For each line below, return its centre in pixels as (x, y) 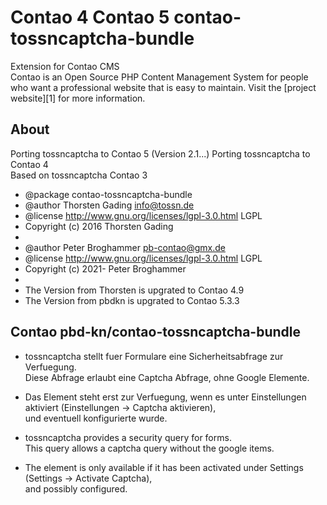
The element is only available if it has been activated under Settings (164, 467)
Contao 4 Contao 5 (90, 17)
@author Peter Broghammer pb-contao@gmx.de (125, 247)
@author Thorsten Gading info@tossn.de (109, 205)
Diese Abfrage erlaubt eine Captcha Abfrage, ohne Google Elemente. (167, 377)
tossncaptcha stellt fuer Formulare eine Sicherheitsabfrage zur (154, 356)
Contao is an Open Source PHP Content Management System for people (159, 77)
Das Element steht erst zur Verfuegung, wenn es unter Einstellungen (165, 397)
